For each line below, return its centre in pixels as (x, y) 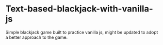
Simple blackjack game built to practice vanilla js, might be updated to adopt (82, 32)
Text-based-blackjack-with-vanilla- (79, 9)
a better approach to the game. (37, 37)
